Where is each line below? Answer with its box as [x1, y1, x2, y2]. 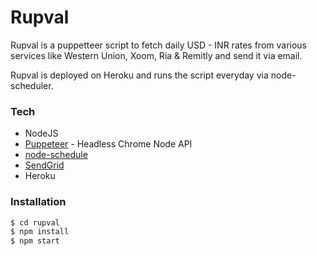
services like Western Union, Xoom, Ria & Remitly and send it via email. [10, 49, 303, 61]
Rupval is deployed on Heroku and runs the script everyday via [10, 69, 269, 81]
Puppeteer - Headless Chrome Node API [24, 138, 193, 150]
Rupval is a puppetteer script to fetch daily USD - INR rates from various [10, 39, 308, 51]
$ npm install [10, 227, 70, 237]
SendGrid [24, 159, 65, 171]
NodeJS [24, 127, 59, 140]
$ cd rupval [10, 217, 60, 228]
